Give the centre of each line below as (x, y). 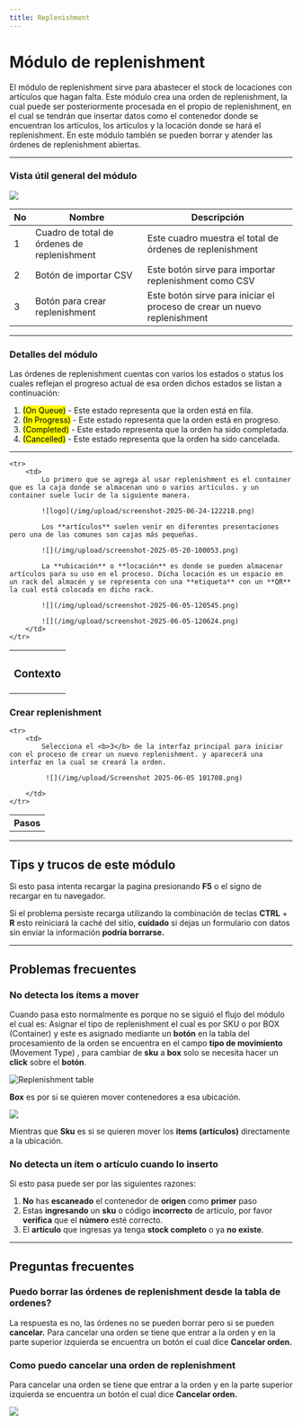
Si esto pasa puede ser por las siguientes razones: (102, 1184)
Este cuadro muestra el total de (213, 237)
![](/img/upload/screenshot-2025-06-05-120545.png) (141, 606)
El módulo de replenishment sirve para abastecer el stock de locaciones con (151, 87)
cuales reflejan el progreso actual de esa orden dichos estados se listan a (146, 384)
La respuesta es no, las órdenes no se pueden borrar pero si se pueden (142, 1323)
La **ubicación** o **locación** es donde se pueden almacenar (162, 566)
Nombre (87, 217)
